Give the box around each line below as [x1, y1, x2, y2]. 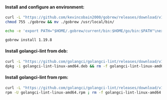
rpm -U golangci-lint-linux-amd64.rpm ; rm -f [5, 90, 103, 95]
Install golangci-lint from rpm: [5, 74, 69, 80]
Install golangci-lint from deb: [5, 48, 68, 54]
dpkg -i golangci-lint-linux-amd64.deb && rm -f [5, 63, 108, 69]
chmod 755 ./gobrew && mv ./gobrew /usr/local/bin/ [5, 20, 114, 25]
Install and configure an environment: [5, 4, 84, 10]
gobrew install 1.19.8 [5, 37, 52, 42]
